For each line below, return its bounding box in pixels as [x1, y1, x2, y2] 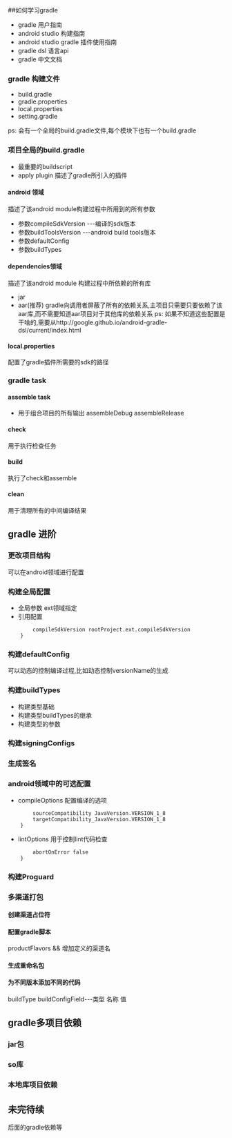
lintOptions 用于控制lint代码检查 [17, 834, 108, 843]
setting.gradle [17, 112, 58, 121]
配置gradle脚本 [8, 928, 51, 936]
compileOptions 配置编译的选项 [17, 796, 108, 804]
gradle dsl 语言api [17, 47, 69, 55]
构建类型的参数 [17, 720, 61, 728]
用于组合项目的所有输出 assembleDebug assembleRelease [17, 409, 184, 418]
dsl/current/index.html [17, 326, 81, 334]
